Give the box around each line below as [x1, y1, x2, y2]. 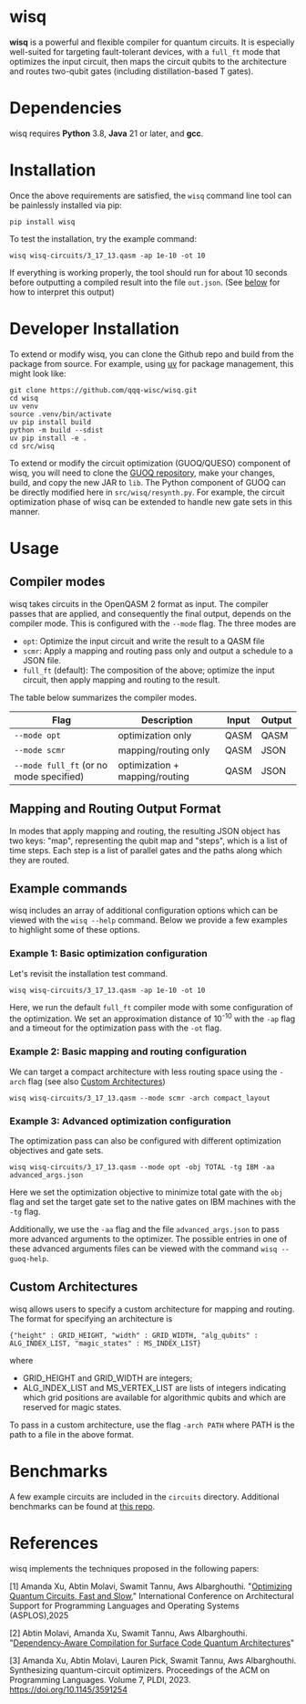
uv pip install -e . [9, 434, 88, 443]
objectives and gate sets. [9, 1145, 104, 1155]
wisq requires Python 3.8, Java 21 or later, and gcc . [9, 128, 204, 139]
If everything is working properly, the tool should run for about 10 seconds [9, 267, 288, 277]
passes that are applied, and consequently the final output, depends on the [9, 608, 291, 619]
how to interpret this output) [9, 286, 116, 298]
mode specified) [14, 769, 85, 782]
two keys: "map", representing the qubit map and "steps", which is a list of [9, 835, 289, 846]
